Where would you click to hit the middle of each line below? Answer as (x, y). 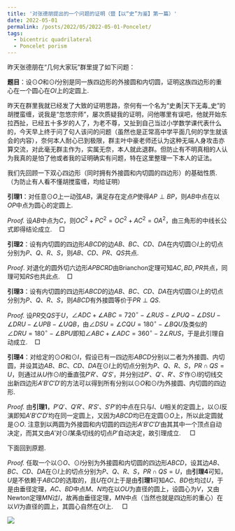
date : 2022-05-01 (33, 20)
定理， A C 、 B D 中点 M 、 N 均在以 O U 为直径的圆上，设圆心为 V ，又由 (125, 489)
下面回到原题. (27, 448)
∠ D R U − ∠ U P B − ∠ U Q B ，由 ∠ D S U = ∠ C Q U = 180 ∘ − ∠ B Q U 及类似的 (107, 324)
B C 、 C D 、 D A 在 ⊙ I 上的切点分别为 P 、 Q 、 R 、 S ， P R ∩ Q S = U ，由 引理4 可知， (117, 471)
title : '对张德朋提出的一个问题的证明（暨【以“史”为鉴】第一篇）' (92, 14)
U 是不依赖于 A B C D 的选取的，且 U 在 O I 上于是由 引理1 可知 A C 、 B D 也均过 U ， (112, 480)
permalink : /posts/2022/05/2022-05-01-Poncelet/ (79, 27)
